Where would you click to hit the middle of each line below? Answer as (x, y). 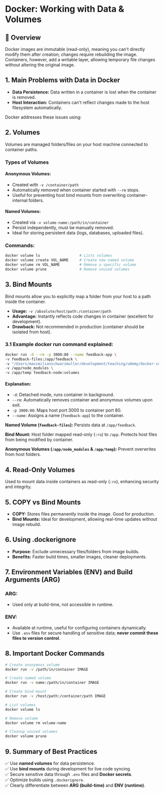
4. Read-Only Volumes (40, 470)
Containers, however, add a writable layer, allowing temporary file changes (80, 59)
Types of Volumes (27, 162)
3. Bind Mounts (29, 285)
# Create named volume (28, 678)
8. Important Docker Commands (55, 654)
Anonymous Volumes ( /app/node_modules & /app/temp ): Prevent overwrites (81, 449)
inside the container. (26, 302)
